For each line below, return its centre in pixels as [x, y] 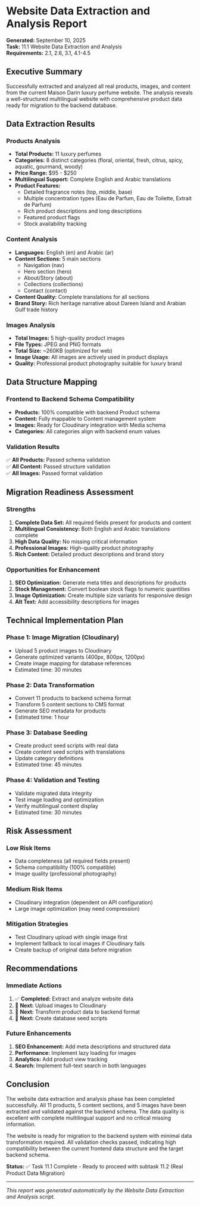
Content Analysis [32, 239]
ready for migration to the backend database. [62, 105]
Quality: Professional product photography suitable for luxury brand [98, 363]
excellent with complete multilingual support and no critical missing [89, 1118]
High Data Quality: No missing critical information [76, 541]
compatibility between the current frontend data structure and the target [95, 1148]
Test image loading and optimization [59, 800]
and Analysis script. [31, 1196]
